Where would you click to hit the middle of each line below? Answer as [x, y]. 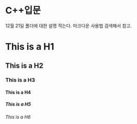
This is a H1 [30, 47]
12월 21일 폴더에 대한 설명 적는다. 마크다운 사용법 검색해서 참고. [68, 26]
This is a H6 [18, 117]
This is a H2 [24, 65]
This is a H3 [20, 80]
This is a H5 [18, 104]
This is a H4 [18, 92]
